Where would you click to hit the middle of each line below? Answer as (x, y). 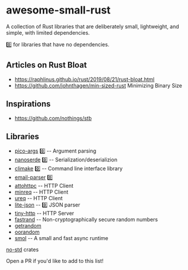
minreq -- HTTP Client (41, 192)
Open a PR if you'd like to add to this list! (55, 261)
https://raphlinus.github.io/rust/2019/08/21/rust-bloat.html (84, 79)
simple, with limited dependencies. (48, 32)
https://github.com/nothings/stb (53, 118)
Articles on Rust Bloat (47, 65)
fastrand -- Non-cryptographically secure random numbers (86, 220)
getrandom (28, 226)
